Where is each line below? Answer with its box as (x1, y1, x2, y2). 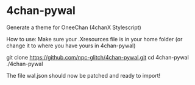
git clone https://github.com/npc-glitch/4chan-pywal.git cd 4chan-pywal (6, 53, 189, 61)
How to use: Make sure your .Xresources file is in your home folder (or (6, 35, 183, 42)
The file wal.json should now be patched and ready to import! (6, 72, 161, 79)
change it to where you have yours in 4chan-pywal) (6, 42, 136, 49)
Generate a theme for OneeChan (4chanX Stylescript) (6, 24, 141, 31)
